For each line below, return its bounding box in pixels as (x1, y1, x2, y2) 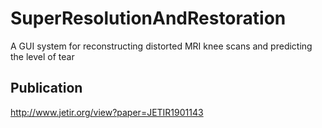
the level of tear (10, 50, 75, 62)
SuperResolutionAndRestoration (10, 7, 287, 30)
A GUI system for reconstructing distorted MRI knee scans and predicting (10, 40, 313, 52)
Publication (10, 80, 83, 97)
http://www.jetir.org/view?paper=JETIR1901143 (10, 106, 204, 118)
